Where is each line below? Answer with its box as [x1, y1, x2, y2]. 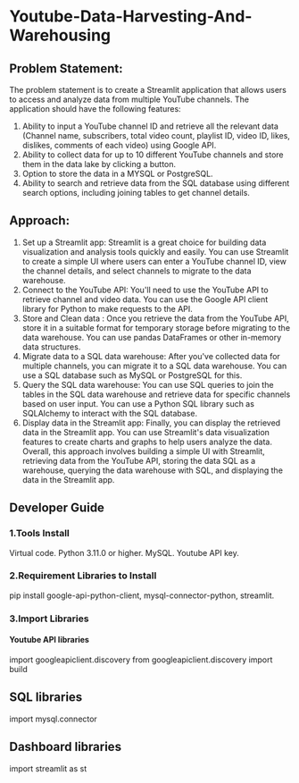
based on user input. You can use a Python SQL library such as [21, 398, 254, 408]
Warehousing [9, 25, 112, 46]
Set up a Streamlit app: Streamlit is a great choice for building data [21, 237, 267, 248]
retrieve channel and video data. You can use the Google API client [21, 293, 269, 305]
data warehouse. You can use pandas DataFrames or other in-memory [21, 332, 282, 342]
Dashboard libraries [9, 739, 122, 754]
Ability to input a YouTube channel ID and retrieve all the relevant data [21, 121, 278, 131]
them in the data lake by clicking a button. [21, 159, 177, 169]
